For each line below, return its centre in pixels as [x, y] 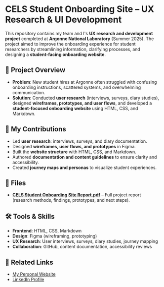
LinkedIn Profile [28, 279]
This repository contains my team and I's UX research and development [79, 33]
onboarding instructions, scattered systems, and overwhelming [77, 87]
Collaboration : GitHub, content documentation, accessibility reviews [82, 247]
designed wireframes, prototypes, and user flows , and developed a [82, 103]
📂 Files [16, 183]
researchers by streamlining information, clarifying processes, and [73, 49]
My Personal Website [34, 274]
